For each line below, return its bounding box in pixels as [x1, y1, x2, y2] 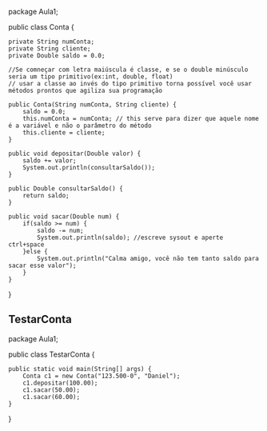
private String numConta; [8, 38, 94, 46]
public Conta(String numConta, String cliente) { [8, 101, 177, 109]
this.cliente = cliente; [22, 129, 106, 137]
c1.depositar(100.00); [22, 379, 98, 387]
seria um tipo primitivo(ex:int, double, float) [8, 73, 173, 81]
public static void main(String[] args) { [8, 365, 152, 373]
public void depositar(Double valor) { [8, 150, 141, 158]
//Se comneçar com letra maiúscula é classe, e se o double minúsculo [8, 66, 249, 74]
